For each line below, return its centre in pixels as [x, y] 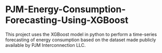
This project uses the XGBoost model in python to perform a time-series [81, 34]
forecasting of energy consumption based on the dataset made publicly [81, 40]
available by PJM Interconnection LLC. [45, 45]
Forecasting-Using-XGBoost [67, 20]
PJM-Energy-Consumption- [66, 9]
